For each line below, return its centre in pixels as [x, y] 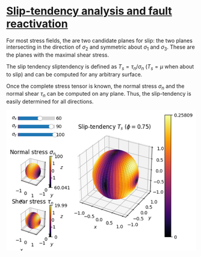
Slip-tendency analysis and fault [89, 11]
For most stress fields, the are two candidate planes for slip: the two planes [99, 40]
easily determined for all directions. [50, 102]
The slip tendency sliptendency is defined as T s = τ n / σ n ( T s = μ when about [100, 67]
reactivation [37, 24]
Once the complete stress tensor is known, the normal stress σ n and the [95, 87]
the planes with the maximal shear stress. [58, 55]
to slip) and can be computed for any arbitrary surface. [74, 74]
